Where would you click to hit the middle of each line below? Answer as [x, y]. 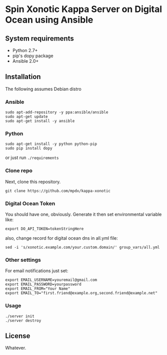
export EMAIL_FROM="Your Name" [38, 289]
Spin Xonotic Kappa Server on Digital [84, 9]
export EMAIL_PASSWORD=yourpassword [43, 284]
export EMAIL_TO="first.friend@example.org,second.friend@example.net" [81, 293]
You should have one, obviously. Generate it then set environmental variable [83, 214]
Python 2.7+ [25, 50]
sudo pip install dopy [29, 148]
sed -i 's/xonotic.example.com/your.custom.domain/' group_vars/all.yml [82, 247]
